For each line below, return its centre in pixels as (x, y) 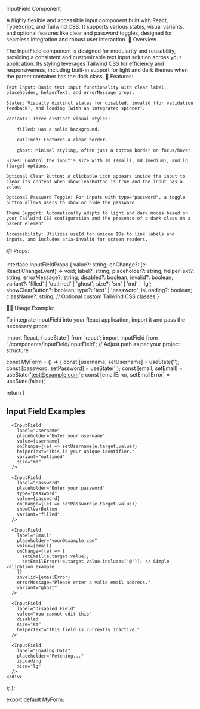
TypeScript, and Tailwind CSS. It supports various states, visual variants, (95, 27)
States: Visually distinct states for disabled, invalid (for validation (100, 103)
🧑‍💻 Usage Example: (30, 308)
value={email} (34, 546)
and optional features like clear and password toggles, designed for (89, 33)
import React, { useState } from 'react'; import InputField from (82, 337)
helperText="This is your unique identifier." (76, 452)
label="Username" (39, 431)
